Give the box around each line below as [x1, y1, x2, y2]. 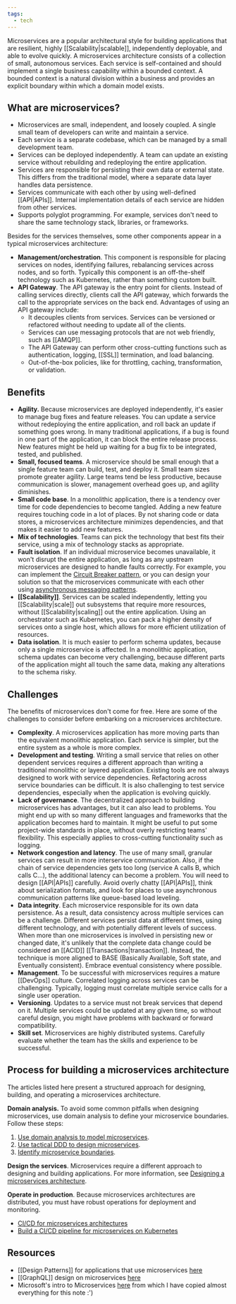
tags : [7, 10, 23, 18]
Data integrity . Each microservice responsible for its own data [17, 900, 199, 909]
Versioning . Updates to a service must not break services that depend [17, 998, 223, 1007]
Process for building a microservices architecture [7, 1064, 230, 1076]
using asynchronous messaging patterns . [17, 585, 138, 594]
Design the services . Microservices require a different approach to [7, 1161, 202, 1170]
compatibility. [17, 1021, 57, 1029]
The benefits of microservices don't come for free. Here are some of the [7, 707, 218, 715]
